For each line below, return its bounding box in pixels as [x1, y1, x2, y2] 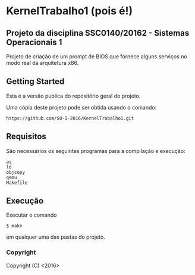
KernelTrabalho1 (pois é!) [6, 4, 133, 18]
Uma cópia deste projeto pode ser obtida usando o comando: [6, 104, 157, 111]
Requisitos [6, 132, 46, 142]
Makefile [6, 180, 28, 186]
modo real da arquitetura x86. [6, 60, 79, 66]
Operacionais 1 [6, 37, 62, 47]
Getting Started [6, 76, 65, 87]
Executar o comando [6, 211, 57, 218]
